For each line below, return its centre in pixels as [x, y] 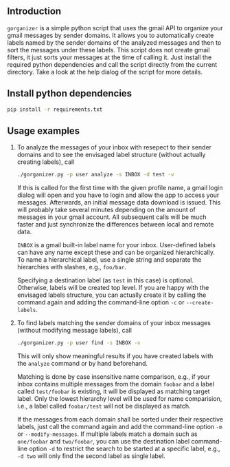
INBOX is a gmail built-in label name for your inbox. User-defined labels [116, 245]
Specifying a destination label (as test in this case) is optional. [105, 280]
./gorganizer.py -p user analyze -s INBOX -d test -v [95, 175]
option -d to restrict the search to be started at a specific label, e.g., [125, 449]
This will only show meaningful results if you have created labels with [115, 356]
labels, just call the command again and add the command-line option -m [119, 427]
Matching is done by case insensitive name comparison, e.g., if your [114, 377]
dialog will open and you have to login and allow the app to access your [118, 195]
